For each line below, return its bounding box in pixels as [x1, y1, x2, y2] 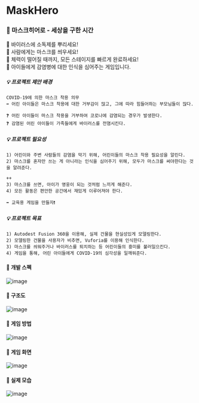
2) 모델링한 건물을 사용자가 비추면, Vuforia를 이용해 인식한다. [6, 237, 145, 243]
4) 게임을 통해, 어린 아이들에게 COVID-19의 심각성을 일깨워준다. [6, 250, 148, 257]
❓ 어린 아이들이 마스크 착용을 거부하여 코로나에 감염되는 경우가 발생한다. [6, 113, 163, 119]
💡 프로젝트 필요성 [6, 136, 47, 143]
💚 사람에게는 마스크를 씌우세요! [6, 49, 79, 56]
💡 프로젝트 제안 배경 [6, 79, 53, 86]
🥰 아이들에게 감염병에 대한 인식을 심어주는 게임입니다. [6, 64, 131, 71]
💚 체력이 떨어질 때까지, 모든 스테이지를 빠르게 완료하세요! [6, 56, 139, 63]
